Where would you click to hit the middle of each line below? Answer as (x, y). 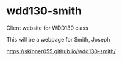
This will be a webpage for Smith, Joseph (58, 39)
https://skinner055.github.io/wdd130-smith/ (61, 51)
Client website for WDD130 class (47, 28)
